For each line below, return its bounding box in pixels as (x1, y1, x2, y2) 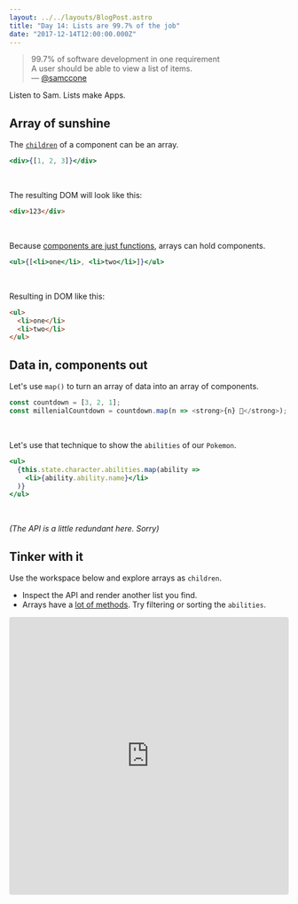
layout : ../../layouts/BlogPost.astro (9, 12, 153, 22)
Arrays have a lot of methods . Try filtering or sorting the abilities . (21, 599, 266, 610)
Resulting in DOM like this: (9, 291, 105, 301)
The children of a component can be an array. (9, 140, 179, 150)
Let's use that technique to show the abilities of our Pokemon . (9, 439, 237, 450)
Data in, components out (9, 357, 148, 372)
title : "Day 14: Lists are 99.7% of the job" (9, 21, 180, 30)
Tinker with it (9, 548, 84, 564)
